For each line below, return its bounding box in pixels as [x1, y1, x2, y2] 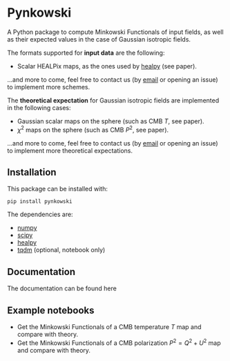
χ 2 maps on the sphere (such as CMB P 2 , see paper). [17, 124, 169, 134]
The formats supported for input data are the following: [7, 49, 165, 57]
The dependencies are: [7, 210, 74, 219]
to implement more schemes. [7, 82, 90, 91]
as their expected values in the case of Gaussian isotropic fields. [7, 35, 191, 43]
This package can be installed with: [7, 185, 108, 193]
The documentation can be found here [7, 284, 117, 292]
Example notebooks [7, 304, 95, 316]
